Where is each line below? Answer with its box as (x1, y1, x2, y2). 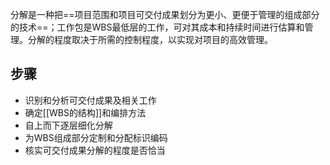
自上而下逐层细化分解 (24, 119, 113, 131)
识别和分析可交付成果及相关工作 (24, 94, 157, 106)
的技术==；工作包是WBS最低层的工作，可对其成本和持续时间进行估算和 (10, 21, 305, 33)
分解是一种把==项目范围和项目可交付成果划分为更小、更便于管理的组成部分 (10, 9, 320, 20)
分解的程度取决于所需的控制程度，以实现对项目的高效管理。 (27, 34, 273, 45)
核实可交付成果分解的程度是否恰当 (24, 144, 166, 156)
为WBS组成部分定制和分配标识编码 (24, 131, 168, 143)
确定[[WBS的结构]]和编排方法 (24, 106, 147, 118)
